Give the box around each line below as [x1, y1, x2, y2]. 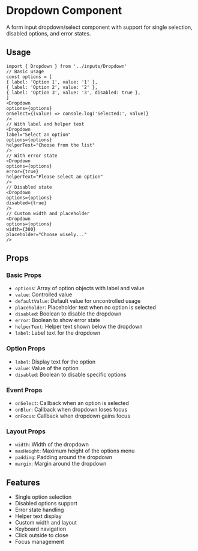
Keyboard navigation [14, 525, 67, 532]
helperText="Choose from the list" [6, 142, 95, 148]
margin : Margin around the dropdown [14, 460, 107, 467]
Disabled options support [14, 500, 78, 507]
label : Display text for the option [14, 358, 96, 365]
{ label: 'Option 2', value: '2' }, [6, 84, 98, 90]
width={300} [6, 226, 36, 232]
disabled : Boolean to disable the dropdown [14, 310, 122, 317]
